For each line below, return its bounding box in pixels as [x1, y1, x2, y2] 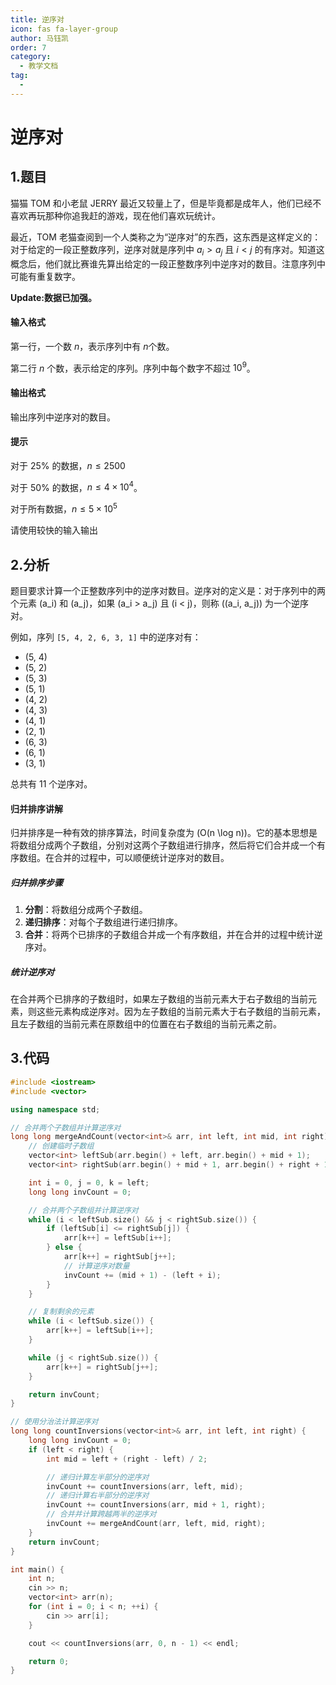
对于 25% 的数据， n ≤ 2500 [10, 459, 126, 471]
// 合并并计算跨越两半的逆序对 [46, 1509, 157, 1520]
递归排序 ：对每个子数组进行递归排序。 [24, 916, 183, 928]
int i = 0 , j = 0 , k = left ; [28, 1177, 150, 1188]
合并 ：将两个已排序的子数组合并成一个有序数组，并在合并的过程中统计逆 [24, 929, 323, 941]
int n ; [28, 1574, 56, 1584]
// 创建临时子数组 [28, 1141, 95, 1151]
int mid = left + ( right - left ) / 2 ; [46, 1454, 208, 1464]
